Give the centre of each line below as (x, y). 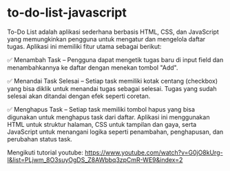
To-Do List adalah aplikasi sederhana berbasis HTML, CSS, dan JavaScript (113, 32)
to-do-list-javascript (67, 13)
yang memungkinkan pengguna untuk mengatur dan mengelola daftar (106, 39)
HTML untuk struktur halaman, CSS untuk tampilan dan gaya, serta (102, 124)
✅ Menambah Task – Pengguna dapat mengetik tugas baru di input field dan (115, 59)
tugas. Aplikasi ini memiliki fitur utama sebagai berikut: (84, 46)
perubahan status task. (40, 139)
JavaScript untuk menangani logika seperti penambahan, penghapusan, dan (115, 132)
